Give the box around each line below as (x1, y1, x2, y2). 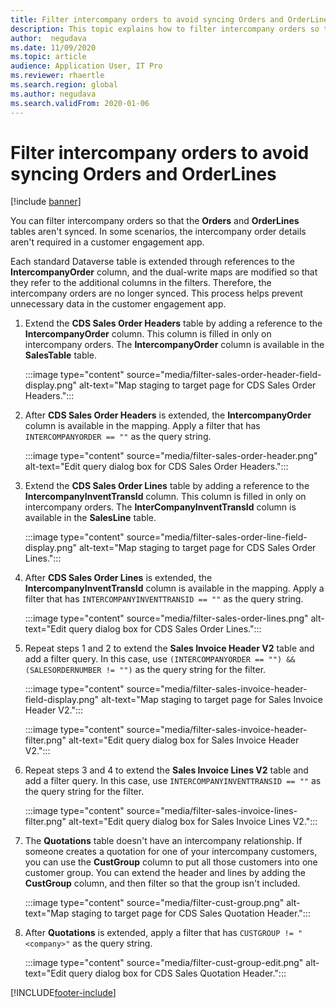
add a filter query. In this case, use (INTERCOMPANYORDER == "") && (24, 653, 296, 665)
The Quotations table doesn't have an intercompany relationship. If (24, 835, 303, 847)
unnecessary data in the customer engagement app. (10, 298, 227, 310)
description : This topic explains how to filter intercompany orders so (10, 24, 320, 34)
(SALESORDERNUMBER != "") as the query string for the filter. (24, 664, 267, 676)
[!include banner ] (10, 196, 82, 208)
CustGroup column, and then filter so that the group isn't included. (24, 877, 301, 890)
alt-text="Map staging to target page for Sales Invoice (101, 694, 323, 706)
